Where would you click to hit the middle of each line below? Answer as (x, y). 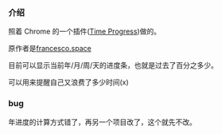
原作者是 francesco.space (50, 49)
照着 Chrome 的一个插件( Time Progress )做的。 (85, 32)
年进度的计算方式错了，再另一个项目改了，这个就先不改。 (102, 122)
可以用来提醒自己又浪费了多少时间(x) (68, 82)
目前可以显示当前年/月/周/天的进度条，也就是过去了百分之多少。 (113, 65)
